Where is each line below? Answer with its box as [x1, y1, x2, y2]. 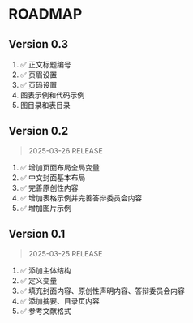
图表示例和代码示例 [19, 90, 85, 100]
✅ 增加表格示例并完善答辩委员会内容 [19, 192, 143, 203]
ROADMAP [8, 5, 83, 24]
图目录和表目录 [19, 101, 71, 110]
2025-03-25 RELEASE [28, 248, 103, 258]
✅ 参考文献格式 [19, 306, 71, 316]
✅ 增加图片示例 [19, 203, 71, 213]
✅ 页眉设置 [19, 70, 58, 80]
